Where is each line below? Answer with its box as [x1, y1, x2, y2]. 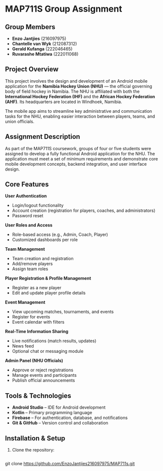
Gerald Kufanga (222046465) [12, 46, 73, 52]
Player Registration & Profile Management [5, 276, 91, 281]
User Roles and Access [5, 222, 52, 228]
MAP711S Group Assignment [5, 3, 122, 15]
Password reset [12, 213, 44, 219]
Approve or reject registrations [12, 367, 74, 373]
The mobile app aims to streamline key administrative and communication [5, 108, 152, 114]
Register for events [12, 314, 50, 320]
